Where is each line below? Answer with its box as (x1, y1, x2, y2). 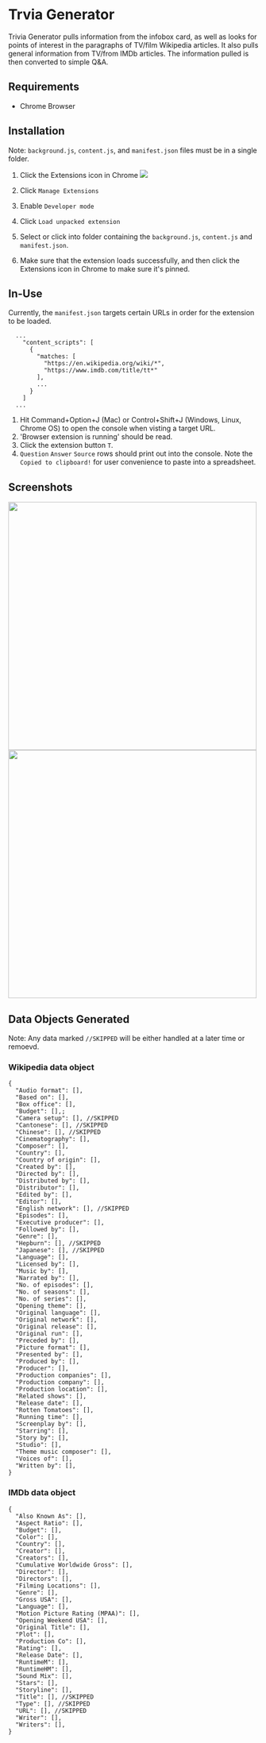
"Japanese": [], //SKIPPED (15, 1247, 105, 1255)
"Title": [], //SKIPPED (15, 1693, 94, 1701)
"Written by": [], (15, 1462, 77, 1470)
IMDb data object (8, 1487, 76, 1498)
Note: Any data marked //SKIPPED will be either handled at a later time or (8, 1034, 245, 1043)
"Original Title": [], (15, 1623, 91, 1631)
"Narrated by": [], (15, 1274, 80, 1282)
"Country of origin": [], (15, 1156, 102, 1164)
